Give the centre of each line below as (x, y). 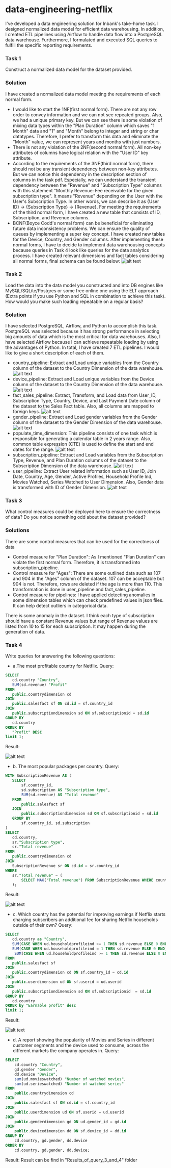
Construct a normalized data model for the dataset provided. (69, 69)
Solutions (17, 530)
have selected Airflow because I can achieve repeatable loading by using (82, 342)
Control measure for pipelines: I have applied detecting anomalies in (84, 595)
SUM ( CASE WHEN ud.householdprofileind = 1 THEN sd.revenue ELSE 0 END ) (90, 949)
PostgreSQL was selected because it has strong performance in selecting (82, 331)
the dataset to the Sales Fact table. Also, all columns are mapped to (83, 406)
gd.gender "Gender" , (36, 1070)
